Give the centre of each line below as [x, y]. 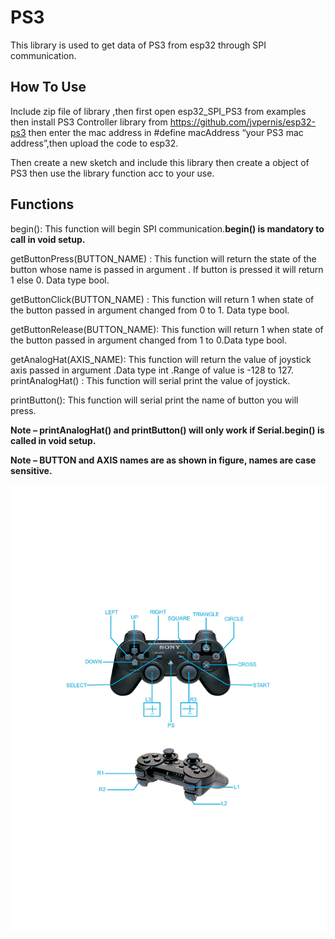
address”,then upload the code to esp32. [94, 143]
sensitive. [31, 470]
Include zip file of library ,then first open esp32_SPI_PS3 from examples [158, 111]
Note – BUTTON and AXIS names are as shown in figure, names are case [163, 460]
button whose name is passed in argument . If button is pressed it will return [167, 269]
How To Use [48, 87]
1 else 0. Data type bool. [60, 280]
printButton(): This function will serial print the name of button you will [154, 400]
